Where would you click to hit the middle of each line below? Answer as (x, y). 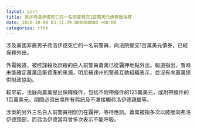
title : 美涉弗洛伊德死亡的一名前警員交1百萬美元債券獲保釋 (69, 17)
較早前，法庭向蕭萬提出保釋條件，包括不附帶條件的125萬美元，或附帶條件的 (98, 92)
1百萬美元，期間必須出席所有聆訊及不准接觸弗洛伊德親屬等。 (79, 100)
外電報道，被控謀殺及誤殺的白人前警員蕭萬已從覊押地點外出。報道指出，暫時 (98, 65)
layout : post (22, 11)
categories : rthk (27, 28)
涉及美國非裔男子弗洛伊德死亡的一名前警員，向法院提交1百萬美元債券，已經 (97, 45)
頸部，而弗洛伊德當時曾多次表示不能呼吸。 (67, 119)
